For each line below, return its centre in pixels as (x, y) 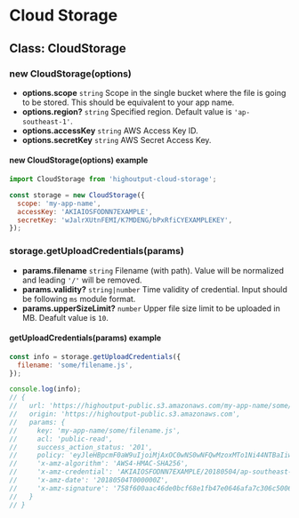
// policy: (37, 455)
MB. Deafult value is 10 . (65, 317)
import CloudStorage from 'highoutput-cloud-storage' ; (113, 179)
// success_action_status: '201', (81, 447)
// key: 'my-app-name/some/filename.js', (95, 430)
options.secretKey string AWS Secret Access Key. (117, 139)
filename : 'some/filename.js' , (75, 365)
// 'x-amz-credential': (61, 472)
